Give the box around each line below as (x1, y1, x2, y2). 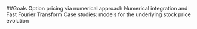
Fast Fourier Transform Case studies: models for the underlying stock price (6, 11, 191, 18)
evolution (6, 17, 29, 24)
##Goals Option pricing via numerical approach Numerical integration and (6, 5, 188, 12)
